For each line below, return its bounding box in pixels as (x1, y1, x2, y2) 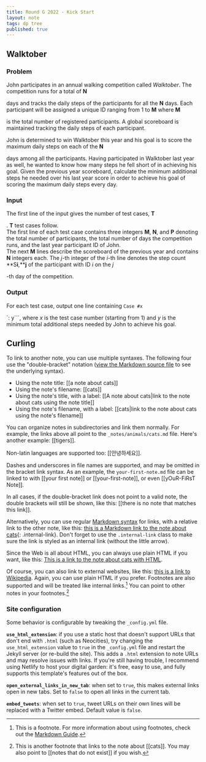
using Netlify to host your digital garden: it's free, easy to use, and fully (6, 663, 186, 670)
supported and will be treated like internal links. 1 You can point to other (6, 581, 185, 589)
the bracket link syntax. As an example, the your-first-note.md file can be (6, 468, 194, 476)
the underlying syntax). (6, 367, 66, 375)
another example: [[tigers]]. (6, 436, 76, 444)
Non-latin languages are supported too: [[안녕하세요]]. (6, 449, 142, 457)
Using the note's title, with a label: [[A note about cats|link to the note (15, 392, 191, 400)
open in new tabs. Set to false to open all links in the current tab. (6, 688, 170, 695)
